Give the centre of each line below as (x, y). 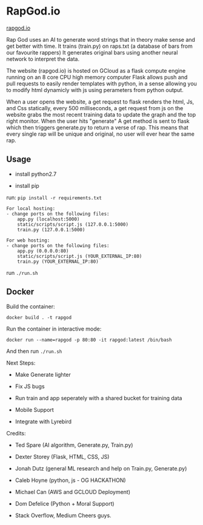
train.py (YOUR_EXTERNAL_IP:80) (58, 262)
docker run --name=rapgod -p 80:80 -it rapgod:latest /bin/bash (89, 340)
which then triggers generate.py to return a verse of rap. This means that (98, 127)
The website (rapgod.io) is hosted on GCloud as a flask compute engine (96, 70)
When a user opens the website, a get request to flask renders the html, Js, (100, 102)
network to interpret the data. (43, 59)
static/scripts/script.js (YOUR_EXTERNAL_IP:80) (80, 256)
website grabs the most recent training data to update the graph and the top (101, 114)
